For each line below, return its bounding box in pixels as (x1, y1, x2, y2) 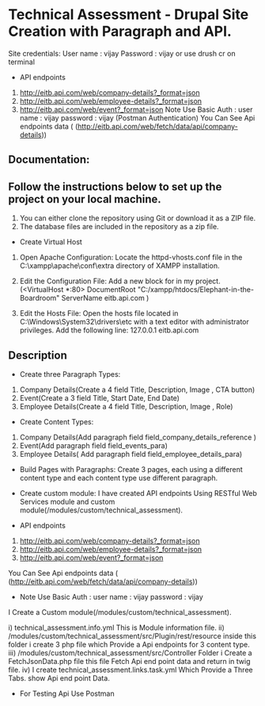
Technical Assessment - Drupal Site (8, 6, 249, 24)
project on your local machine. (8, 192, 162, 205)
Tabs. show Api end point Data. (8, 673, 111, 683)
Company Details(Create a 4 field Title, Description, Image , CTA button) (19, 385, 256, 394)
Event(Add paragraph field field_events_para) (19, 440, 168, 450)
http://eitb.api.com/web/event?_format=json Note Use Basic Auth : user (19, 105, 253, 114)
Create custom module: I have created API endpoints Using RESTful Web (19, 488, 257, 497)
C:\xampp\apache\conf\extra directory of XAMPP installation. (19, 261, 220, 271)
